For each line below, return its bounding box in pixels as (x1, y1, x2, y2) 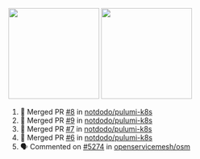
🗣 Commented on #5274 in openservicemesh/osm (19, 142, 191, 151)
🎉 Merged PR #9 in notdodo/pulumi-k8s (19, 115, 153, 125)
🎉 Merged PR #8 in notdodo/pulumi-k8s (19, 107, 153, 116)
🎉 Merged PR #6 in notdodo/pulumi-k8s (19, 133, 153, 142)
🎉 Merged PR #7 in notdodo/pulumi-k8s (19, 124, 152, 133)
